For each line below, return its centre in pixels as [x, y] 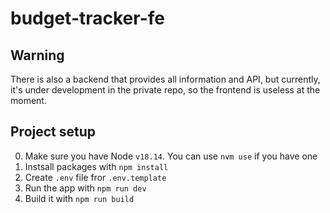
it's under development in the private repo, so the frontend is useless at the [165, 90]
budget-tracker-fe [87, 18]
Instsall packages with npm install [96, 166]
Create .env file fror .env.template [95, 177]
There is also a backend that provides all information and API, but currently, [165, 79]
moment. [28, 100]
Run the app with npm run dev [85, 188]
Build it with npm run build [79, 198]
